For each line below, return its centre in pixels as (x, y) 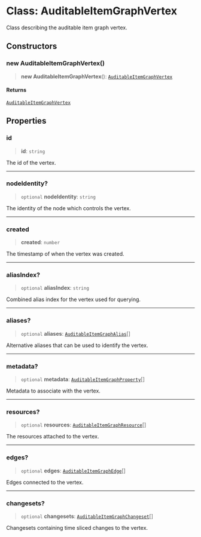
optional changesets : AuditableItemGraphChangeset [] (87, 516)
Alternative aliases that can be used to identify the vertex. (77, 345)
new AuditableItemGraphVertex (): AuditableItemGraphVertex (97, 76)
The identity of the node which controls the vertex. (69, 208)
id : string (33, 151)
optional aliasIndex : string (55, 288)
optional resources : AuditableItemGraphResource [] (83, 425)
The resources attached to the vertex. (53, 437)
